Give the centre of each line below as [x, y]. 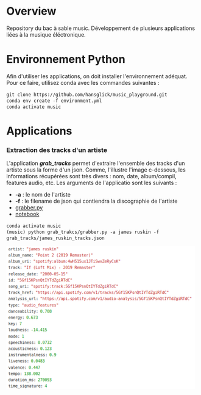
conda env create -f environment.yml [54, 101]
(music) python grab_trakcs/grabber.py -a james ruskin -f [83, 232]
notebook [27, 214]
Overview [31, 11]
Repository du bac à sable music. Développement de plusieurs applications [101, 28]
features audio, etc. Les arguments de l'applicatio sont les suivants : [92, 183]
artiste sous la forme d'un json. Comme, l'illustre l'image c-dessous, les [96, 170]
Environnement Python [66, 60]
